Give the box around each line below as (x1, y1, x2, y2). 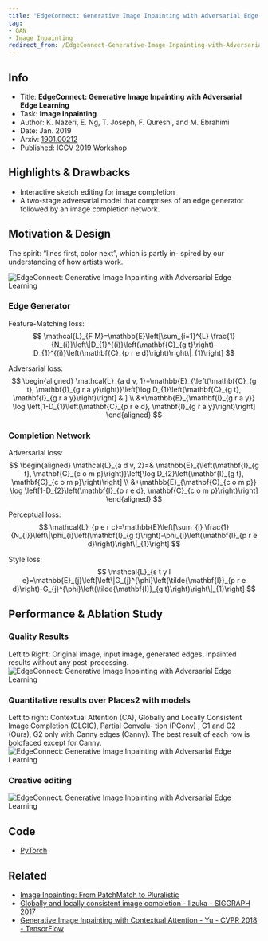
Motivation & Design (8, 227, 112, 241)
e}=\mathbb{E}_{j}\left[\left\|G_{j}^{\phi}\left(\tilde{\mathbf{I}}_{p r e (22, 576, 246, 585)
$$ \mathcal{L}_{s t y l (97, 567, 171, 577)
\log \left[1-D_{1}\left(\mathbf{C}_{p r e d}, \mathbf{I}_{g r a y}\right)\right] (12, 401, 256, 411)
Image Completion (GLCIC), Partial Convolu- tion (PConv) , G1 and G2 (8, 721, 237, 730)
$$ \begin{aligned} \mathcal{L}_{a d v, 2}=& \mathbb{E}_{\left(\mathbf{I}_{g (9, 460, 259, 470)
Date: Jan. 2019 (19, 125, 72, 136)
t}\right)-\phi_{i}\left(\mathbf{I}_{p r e (135, 531, 258, 541)
